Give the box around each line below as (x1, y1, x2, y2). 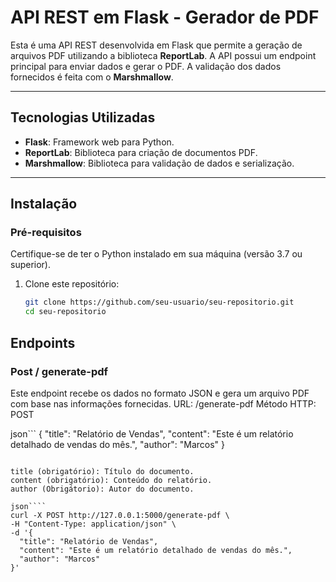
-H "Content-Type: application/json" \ (10, 519, 177, 529)
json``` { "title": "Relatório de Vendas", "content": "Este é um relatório (10, 427, 294, 440)
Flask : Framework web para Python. (24, 136, 175, 148)
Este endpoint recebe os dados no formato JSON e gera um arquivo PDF (10, 387, 310, 399)
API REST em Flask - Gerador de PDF (10, 6, 320, 29)
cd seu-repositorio (24, 307, 107, 317)
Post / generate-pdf (10, 364, 109, 378)
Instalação (10, 196, 78, 213)
